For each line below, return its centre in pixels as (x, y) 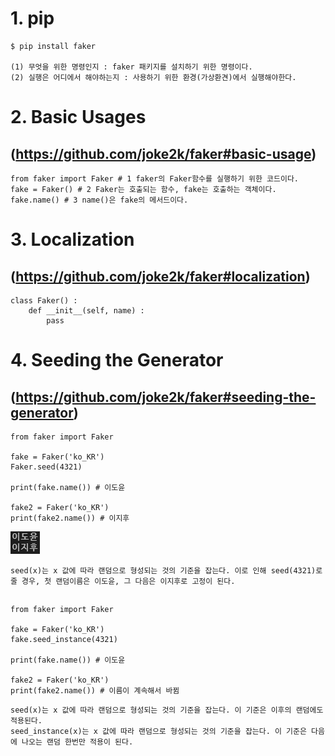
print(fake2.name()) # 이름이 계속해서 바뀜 (95, 691)
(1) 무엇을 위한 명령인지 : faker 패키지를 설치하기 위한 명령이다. (131, 67)
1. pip (32, 18)
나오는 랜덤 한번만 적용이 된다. (77, 742)
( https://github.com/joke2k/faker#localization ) (160, 276)
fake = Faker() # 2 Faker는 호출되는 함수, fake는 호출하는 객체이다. (143, 189)
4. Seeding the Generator (117, 360)
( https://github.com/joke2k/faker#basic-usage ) (163, 153)
